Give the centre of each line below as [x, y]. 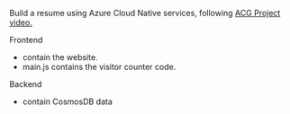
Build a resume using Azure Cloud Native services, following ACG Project [145, 13]
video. [21, 22]
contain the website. [60, 57]
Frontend [26, 40]
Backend [26, 84]
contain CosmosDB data [67, 101]
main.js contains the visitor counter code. [99, 67]
